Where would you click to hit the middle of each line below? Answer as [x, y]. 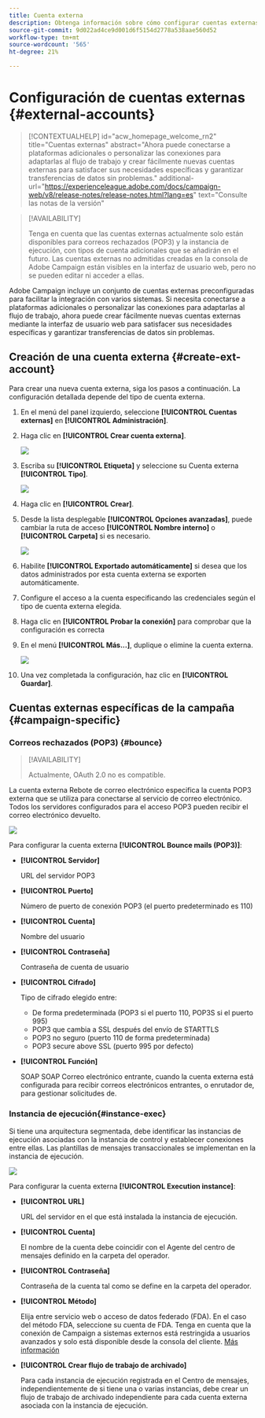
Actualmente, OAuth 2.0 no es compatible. [97, 775]
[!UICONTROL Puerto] [57, 891]
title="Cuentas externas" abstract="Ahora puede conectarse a [129, 144]
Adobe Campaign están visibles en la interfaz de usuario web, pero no [142, 267]
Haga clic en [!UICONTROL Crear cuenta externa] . [103, 435]
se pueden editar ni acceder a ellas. [86, 275]
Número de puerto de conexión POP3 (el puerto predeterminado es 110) [137, 906]
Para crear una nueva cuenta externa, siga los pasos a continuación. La [125, 388]
